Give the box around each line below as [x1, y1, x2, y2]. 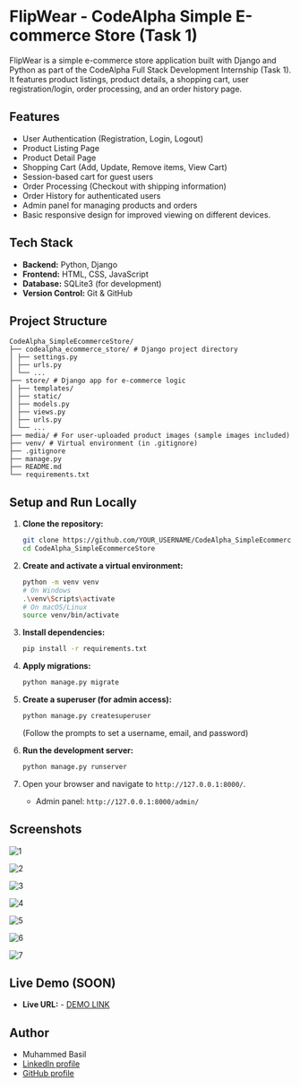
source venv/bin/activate [21, 611, 119, 620]
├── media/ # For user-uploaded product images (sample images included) [9, 432, 291, 441]
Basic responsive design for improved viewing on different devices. [21, 209, 271, 220]
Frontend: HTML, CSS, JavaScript [21, 269, 150, 279]
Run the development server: [21, 745, 134, 756]
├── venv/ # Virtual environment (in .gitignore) [9, 439, 199, 449]
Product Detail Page [21, 152, 97, 163]
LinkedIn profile [21, 1058, 81, 1069]
